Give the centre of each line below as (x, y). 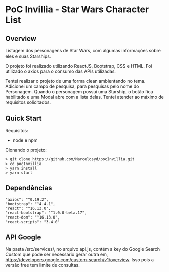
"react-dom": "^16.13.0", (32, 217)
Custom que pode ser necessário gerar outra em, (57, 255)
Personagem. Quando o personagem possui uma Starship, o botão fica (79, 92)
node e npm (25, 140)
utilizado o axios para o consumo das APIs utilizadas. (61, 71)
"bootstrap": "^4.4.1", (30, 204)
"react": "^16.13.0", (28, 208)
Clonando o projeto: (26, 150)
